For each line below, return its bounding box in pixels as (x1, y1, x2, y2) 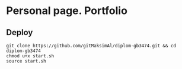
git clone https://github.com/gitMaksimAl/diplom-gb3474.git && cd (6, 43, 177, 49)
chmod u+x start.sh (6, 53, 55, 59)
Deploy (6, 27, 33, 37)
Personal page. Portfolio (6, 4, 127, 18)
